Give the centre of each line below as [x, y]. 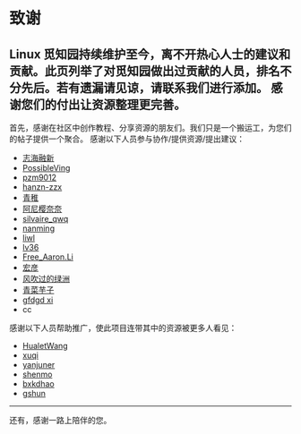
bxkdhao [39, 384]
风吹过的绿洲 [46, 279]
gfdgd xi [38, 300]
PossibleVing [46, 168]
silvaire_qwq [45, 219]
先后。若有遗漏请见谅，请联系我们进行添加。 [145, 87]
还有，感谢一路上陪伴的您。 [60, 420]
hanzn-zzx [42, 187]
